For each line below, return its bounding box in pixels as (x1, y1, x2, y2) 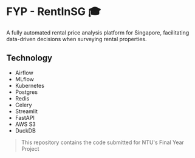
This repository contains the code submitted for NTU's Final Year (21, 139, 184, 146)
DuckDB (15, 127, 36, 134)
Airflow (15, 69, 33, 76)
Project (21, 145, 39, 152)
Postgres (15, 88, 38, 96)
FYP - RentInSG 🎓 (6, 5, 101, 19)
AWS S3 (15, 120, 36, 128)
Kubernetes (15, 82, 44, 89)
